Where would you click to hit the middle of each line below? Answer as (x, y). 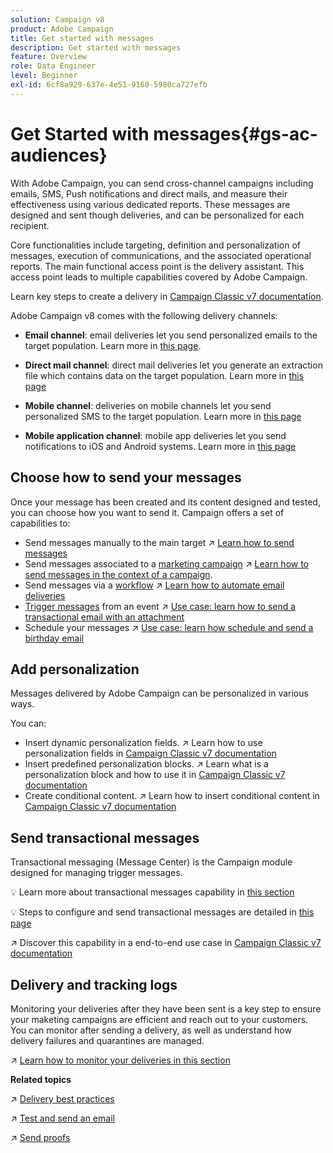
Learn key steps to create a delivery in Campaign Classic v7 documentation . (167, 296)
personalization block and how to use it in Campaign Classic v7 (155, 775)
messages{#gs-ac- (235, 133)
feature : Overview (48, 57)
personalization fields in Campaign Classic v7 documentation (150, 753)
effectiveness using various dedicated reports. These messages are (150, 204)
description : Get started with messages (96, 47)
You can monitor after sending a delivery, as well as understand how (151, 1030)
